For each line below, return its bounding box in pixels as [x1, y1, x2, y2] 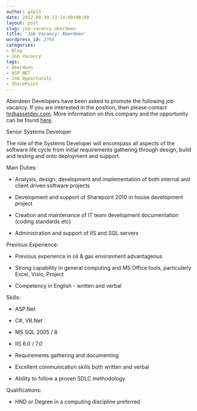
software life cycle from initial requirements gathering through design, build [6, 146, 192, 153]
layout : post [6, 20, 39, 26]
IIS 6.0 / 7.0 [14, 340, 43, 347]
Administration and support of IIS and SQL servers [14, 230, 139, 236]
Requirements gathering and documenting [14, 352, 119, 359]
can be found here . [6, 117, 53, 123]
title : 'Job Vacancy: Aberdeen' [6, 31, 87, 37]
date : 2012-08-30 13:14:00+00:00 [6, 14, 90, 20]
